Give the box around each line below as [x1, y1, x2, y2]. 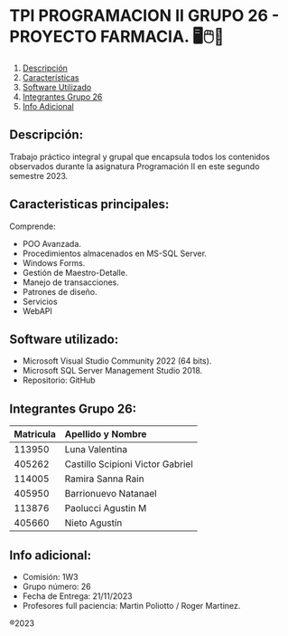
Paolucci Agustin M [64, 502, 147, 515]
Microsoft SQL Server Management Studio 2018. [22, 365, 203, 376]
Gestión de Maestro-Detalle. [22, 267, 128, 278]
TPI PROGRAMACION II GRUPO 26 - [9, 5, 280, 26]
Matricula [14, 428, 56, 441]
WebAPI [22, 305, 52, 317]
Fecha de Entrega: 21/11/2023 [22, 591, 133, 602]
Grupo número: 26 [22, 581, 92, 592]
